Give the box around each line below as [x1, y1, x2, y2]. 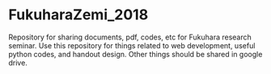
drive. [8, 58, 28, 68]
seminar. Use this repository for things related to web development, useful [8, 40, 256, 50]
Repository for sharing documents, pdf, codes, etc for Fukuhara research [8, 32, 252, 42]
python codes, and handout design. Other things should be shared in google [8, 49, 263, 59]
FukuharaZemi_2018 [8, 6, 149, 24]
